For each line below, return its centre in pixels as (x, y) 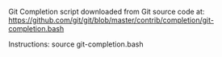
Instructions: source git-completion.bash (76, 44)
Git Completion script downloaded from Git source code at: (107, 12)
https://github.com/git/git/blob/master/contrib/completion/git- (111, 20)
